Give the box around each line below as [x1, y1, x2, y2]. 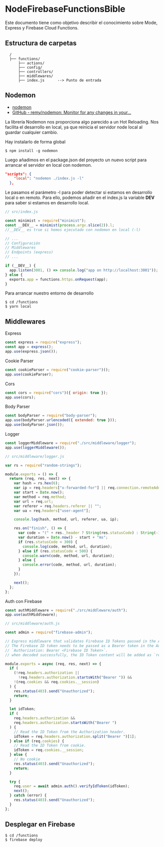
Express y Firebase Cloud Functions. [5, 25, 79, 30]
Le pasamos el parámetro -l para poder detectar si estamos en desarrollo [5, 190, 152, 196]
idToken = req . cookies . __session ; [14, 747, 84, 753]
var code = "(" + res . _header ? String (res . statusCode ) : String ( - [18, 530, 159, 535]
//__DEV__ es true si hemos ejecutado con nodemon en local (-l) [5, 227, 141, 232]
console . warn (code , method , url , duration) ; [22, 553, 115, 558]
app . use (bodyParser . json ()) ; [5, 423, 64, 427]
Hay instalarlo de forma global [5, 139, 66, 145]
